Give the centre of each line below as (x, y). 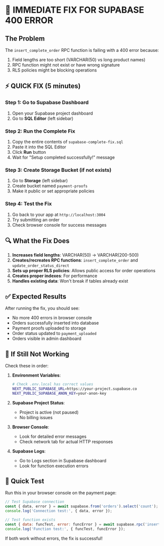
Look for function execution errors (54, 466)
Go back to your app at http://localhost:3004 (59, 214)
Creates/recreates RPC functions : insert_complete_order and (75, 260)
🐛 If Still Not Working (37, 354)
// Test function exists (30, 520)
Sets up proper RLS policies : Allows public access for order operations (84, 271)
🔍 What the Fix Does (37, 241)
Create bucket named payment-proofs (50, 186)
